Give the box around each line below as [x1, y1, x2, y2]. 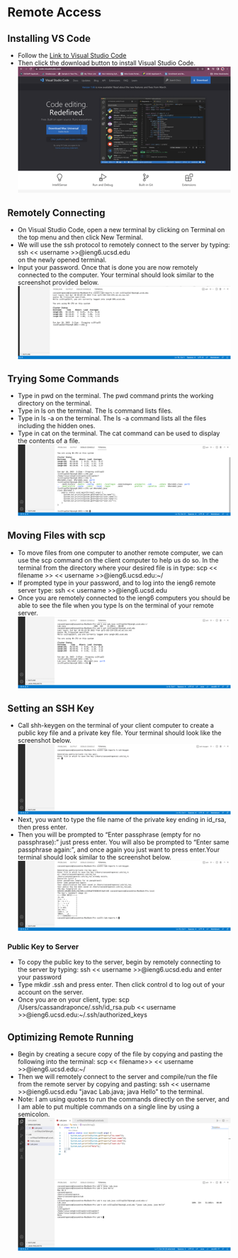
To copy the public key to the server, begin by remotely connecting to [17, 958, 221, 966]
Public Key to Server [7, 942, 79, 951]
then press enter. [17, 823, 67, 832]
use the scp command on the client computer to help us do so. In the [17, 556, 219, 564]
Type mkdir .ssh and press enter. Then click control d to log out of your [17, 980, 225, 989]
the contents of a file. [17, 437, 80, 445]
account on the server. [17, 988, 84, 997]
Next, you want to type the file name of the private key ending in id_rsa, [17, 816, 227, 824]
